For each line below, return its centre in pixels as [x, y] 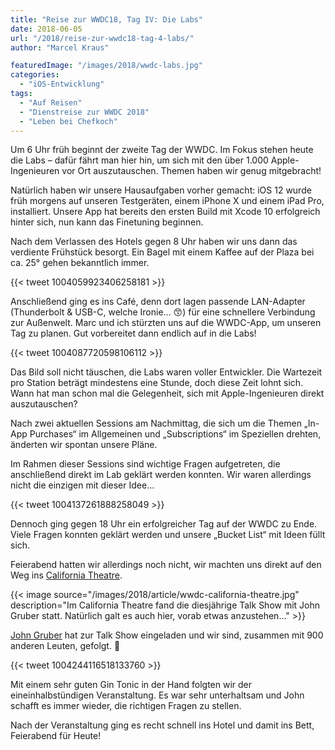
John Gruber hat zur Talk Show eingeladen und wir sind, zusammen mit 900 [167, 635]
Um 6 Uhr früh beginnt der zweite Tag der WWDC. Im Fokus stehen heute [162, 150]
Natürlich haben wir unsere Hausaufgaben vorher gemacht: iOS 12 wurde [161, 190]
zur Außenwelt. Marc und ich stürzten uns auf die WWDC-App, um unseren [166, 323]
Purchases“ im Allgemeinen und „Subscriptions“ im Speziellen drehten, [175, 434]
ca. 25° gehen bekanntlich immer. [80, 263]
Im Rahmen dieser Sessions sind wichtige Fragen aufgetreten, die [145, 464]
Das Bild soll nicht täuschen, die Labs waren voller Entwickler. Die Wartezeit [166, 372]
